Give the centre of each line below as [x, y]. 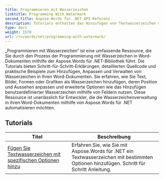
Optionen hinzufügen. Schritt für [109, 163]
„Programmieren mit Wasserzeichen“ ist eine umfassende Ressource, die [79, 50]
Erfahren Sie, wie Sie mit [100, 145]
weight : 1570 [18, 32]
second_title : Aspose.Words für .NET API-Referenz [58, 19]
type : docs [16, 28]
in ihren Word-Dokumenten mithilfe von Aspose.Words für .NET [69, 102]
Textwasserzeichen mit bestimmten [112, 157]
